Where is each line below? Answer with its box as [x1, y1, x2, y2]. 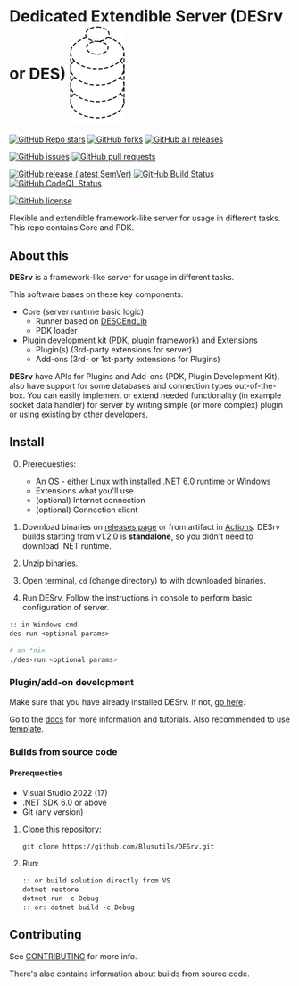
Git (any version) [21, 806, 84, 817]
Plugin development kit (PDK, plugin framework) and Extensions [21, 335, 258, 345]
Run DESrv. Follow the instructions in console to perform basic [21, 592, 253, 603]
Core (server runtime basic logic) [21, 306, 145, 317]
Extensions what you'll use [35, 485, 134, 496]
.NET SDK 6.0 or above [21, 797, 107, 808]
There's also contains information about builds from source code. [9, 968, 250, 979]
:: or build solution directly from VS [21, 876, 171, 885]
